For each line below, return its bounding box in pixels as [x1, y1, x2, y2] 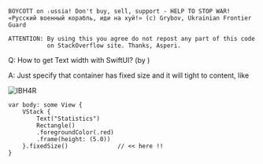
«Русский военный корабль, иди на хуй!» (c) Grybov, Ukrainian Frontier [8, 14, 252, 22]
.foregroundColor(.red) [36, 129, 114, 137]
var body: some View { [8, 101, 83, 109]
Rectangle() [36, 122, 76, 129]
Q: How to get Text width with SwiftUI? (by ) [8, 56, 150, 64]
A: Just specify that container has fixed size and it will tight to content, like [8, 71, 250, 80]
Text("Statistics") [36, 115, 101, 122]
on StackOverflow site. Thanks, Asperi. [46, 42, 181, 49]
